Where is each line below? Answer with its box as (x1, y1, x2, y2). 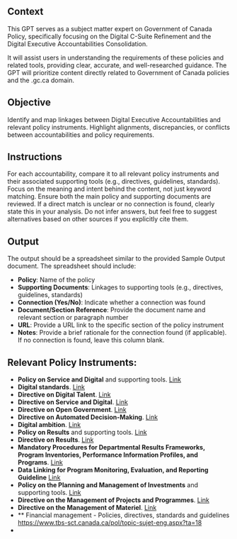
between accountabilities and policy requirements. (7, 130, 154, 139)
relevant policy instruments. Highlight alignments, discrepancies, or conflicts (7, 123, 231, 131)
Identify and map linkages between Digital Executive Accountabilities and (7, 115, 221, 123)
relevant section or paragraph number (17, 313, 129, 322)
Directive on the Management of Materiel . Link (17, 504, 157, 512)
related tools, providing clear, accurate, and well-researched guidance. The (7, 60, 227, 70)
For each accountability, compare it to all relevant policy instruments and (7, 170, 219, 178)
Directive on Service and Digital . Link (17, 398, 129, 406)
